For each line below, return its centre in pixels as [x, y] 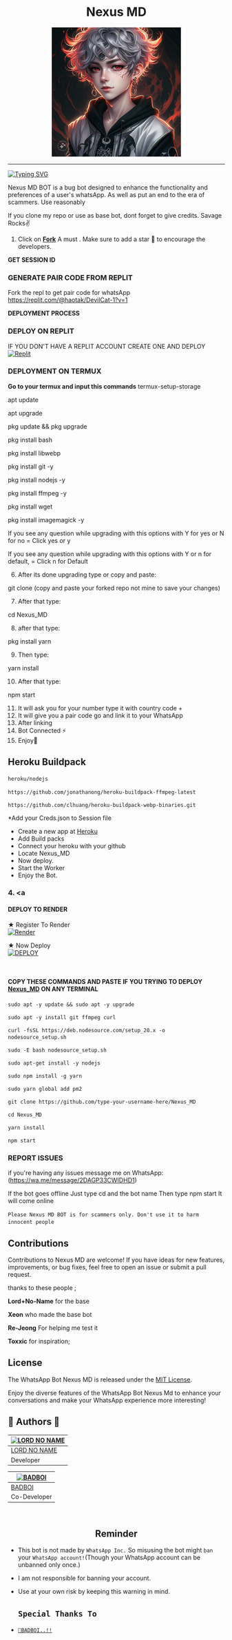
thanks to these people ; [42, 1288]
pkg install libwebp [34, 453]
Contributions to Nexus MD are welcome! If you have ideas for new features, [116, 1260]
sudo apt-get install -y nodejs [54, 1063]
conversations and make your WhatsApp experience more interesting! [107, 1400]
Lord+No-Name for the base [49, 1301]
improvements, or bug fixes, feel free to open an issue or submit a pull [107, 1267]
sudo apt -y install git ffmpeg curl [62, 1017]
